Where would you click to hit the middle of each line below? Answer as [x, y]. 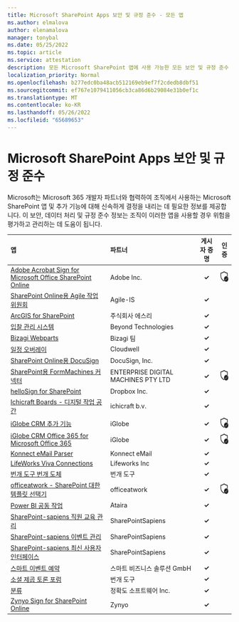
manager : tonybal [33, 38]
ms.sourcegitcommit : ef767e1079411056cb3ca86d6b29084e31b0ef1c [103, 90]
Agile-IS [122, 300]
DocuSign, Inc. [131, 360]
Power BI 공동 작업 [37, 505]
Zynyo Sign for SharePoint [49, 601]
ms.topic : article [34, 53]
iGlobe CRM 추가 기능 [41, 424]
